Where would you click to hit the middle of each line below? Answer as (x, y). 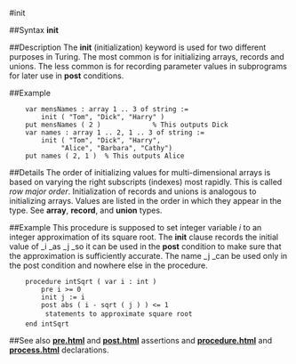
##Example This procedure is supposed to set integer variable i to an (136, 227)
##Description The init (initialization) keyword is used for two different (138, 47)
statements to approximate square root (119, 314)
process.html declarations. (59, 350)
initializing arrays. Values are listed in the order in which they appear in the (145, 201)
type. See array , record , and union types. (86, 210)
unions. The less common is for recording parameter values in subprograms (148, 66)
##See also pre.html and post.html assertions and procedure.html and (141, 340)
